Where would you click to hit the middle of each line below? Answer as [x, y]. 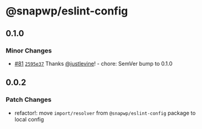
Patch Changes [29, 99]
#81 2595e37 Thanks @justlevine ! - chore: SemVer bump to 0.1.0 [93, 63]
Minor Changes [29, 51]
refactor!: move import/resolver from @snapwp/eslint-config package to [105, 113]
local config [29, 119]
